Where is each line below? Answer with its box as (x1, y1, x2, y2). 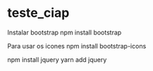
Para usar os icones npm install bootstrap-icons (7, 41, 147, 50)
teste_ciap (7, 5, 70, 21)
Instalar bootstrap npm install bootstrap (7, 28, 122, 37)
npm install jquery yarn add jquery (7, 55, 107, 64)
